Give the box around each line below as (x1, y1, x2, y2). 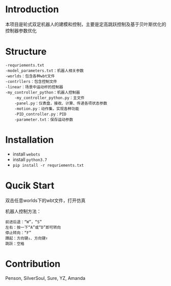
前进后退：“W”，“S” (5, 219, 42, 225)
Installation (5, 134, 54, 146)
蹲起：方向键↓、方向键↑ (5, 235, 48, 241)
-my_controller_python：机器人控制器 (5, 90, 80, 95)
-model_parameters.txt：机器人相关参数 (5, 68, 84, 73)
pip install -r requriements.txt (12, 163, 84, 168)
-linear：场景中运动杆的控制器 (5, 84, 63, 90)
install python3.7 (12, 156, 47, 162)
